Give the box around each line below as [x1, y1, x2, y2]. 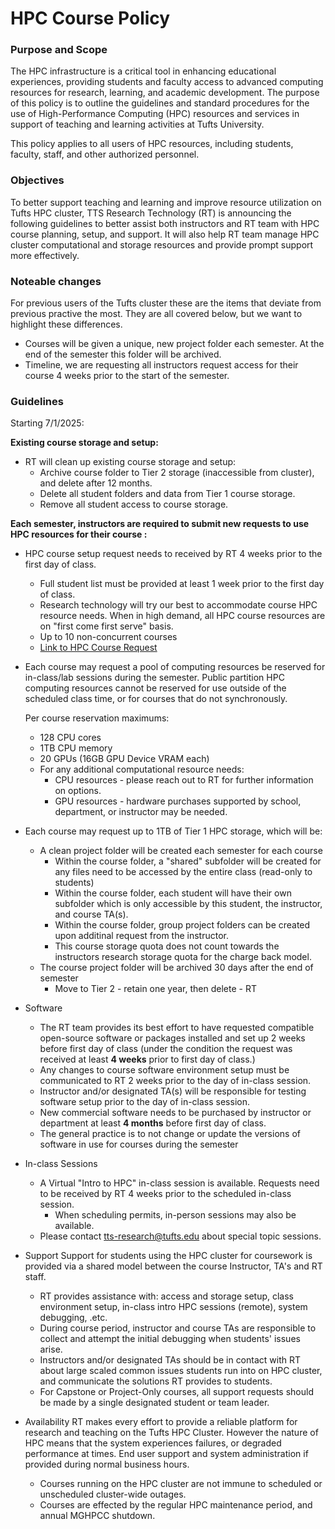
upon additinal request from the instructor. [54, 930, 230, 942]
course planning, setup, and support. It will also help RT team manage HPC [10, 228, 320, 240]
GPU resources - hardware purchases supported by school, [54, 795, 302, 807]
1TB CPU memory [39, 742, 113, 754]
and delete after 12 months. [39, 477, 153, 489]
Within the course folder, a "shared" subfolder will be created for [54, 855, 322, 867]
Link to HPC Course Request [39, 642, 158, 654]
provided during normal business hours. [24, 1458, 190, 1471]
